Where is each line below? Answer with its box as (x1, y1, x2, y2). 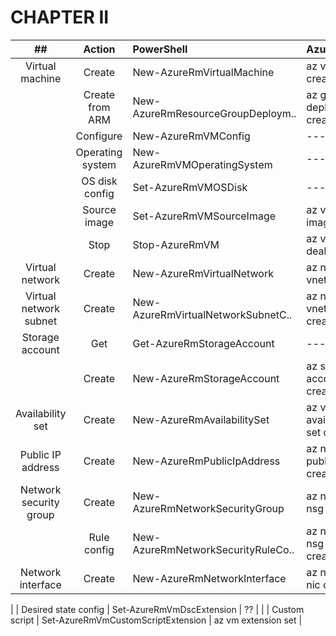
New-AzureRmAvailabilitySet (132, 412, 270, 426)
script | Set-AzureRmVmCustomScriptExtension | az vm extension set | (10, 614, 303, 626)
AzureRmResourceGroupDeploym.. (132, 106, 297, 120)
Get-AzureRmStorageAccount (132, 336, 275, 350)
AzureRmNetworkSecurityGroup (132, 501, 285, 515)
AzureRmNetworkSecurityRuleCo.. (132, 542, 295, 556)
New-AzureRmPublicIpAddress (132, 454, 281, 468)
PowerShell (132, 42, 188, 56)
